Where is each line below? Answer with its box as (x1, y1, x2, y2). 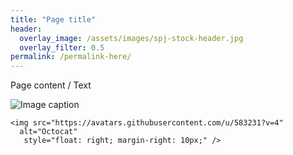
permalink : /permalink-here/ (10, 52, 132, 62)
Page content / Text (10, 79, 92, 91)
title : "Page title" (10, 14, 97, 25)
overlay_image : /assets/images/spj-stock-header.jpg (19, 33, 244, 43)
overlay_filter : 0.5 (19, 42, 105, 53)
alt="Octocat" (19, 127, 78, 137)
